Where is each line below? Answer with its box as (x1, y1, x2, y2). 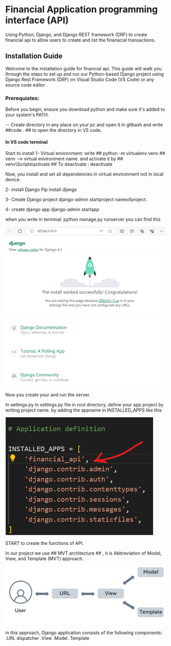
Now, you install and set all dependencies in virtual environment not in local (5, 171, 164, 178)
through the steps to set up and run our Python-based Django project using (5, 71, 164, 77)
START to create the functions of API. (5, 540, 84, 546)
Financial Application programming (5, 4, 158, 15)
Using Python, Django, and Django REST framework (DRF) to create (5, 31, 148, 37)
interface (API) (5, 14, 69, 26)
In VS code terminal (5, 139, 48, 145)
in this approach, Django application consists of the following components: (5, 630, 162, 636)
